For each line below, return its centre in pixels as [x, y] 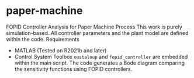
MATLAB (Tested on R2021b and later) [60, 50]
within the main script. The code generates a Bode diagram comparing [100, 63]
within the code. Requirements [43, 39]
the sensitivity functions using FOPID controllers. [73, 69]
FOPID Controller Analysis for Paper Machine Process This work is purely [94, 27]
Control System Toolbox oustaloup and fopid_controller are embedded [101, 56]
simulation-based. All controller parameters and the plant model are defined [97, 33]
